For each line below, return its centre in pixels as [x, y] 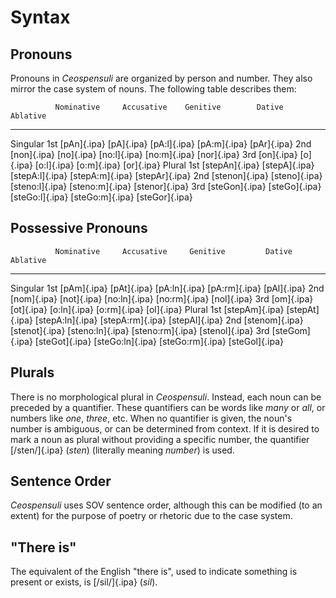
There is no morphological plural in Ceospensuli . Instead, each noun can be [166, 397]
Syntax [40, 17]
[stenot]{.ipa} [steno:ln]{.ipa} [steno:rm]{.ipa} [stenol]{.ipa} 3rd [140, 330]
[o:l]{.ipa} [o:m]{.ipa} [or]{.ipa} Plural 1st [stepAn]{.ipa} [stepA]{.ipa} [174, 165]
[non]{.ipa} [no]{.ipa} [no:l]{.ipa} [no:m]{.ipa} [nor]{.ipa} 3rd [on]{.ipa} [154, 154]
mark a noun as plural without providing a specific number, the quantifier [160, 439]
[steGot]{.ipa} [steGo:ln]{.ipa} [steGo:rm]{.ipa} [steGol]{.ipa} [159, 341]
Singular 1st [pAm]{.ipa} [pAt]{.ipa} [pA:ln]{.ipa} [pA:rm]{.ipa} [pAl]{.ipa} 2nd [167, 288]
